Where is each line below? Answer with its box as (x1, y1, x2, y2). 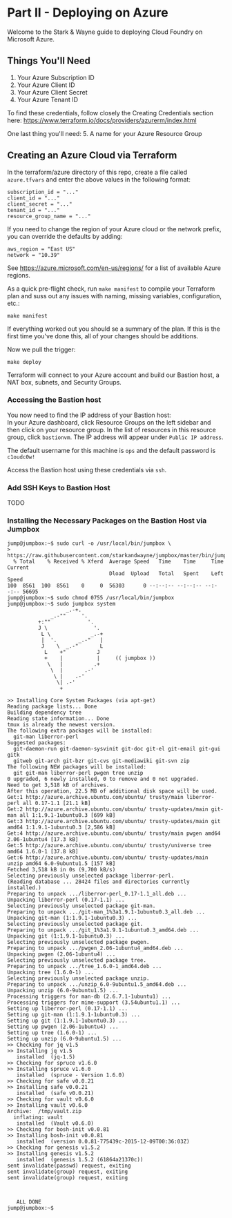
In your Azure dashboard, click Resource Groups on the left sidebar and (7, 418, 211, 426)
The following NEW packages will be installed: (7, 764, 147, 771)
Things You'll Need (7, 55, 91, 67)
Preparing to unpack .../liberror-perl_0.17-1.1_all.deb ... (7, 891, 187, 898)
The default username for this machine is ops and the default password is (7, 446, 216, 454)
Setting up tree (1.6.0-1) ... (7, 1029, 97, 1036)
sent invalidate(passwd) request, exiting (7, 1162, 131, 1170)
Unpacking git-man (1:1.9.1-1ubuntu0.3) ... (7, 915, 137, 922)
